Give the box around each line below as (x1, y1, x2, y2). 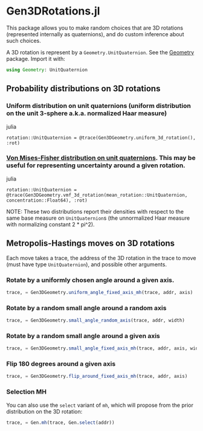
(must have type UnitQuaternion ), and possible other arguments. (6, 261, 167, 268)
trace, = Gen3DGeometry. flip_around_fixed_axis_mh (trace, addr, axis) (6, 373, 188, 380)
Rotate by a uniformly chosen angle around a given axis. (6, 276, 175, 284)
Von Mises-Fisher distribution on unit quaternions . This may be (6, 154, 196, 162)
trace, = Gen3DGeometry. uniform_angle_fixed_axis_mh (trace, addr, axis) (6, 289, 193, 295)
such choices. (6, 37, 41, 44)
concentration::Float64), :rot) (6, 197, 88, 203)
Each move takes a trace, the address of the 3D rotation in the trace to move (6, 254, 196, 261)
